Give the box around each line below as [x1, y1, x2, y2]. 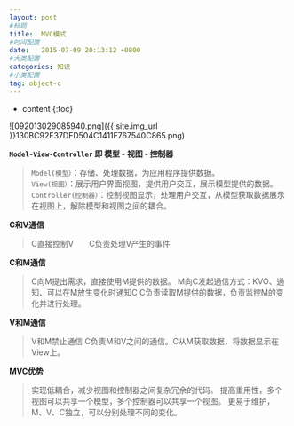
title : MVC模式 [9, 29, 67, 38]
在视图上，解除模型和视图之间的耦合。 [30, 201, 171, 211]
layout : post [9, 12, 58, 22]
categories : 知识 [9, 63, 71, 72]
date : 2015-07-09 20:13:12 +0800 [9, 46, 141, 55]
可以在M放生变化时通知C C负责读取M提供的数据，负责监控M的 [46, 287, 277, 297]
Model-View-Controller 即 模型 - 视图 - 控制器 [9, 148, 174, 159]
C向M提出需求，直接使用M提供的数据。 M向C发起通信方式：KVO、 [30, 276, 277, 287]
